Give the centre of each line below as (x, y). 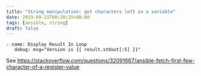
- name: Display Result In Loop (46, 45)
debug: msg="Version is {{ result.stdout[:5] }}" (77, 50)
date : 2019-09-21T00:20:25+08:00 (48, 17)
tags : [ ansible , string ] (37, 23)
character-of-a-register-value (43, 67)
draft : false (22, 28)
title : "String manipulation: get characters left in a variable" (91, 12)
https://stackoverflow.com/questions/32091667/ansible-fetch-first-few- (106, 61)
